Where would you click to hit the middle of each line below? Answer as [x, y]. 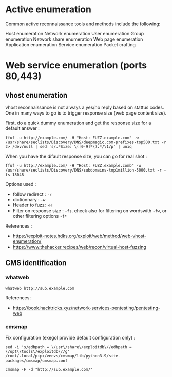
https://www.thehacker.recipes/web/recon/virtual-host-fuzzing [79, 247]
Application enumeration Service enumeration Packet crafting [71, 44]
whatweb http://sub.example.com [40, 288]
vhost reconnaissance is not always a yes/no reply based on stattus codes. [85, 107]
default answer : [23, 128]
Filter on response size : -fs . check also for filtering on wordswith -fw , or [90, 210]
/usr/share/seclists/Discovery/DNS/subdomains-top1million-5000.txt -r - [86, 170]
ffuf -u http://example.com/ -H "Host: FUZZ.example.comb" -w [73, 165]
